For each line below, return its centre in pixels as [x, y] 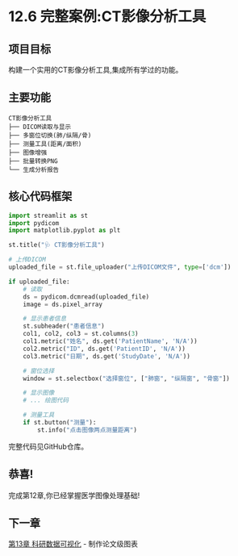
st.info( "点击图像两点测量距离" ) [87, 430]
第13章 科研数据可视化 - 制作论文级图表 [73, 544]
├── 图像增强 [28, 153]
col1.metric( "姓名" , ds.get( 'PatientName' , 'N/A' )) [110, 341]
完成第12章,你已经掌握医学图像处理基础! [74, 495]
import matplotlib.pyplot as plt [65, 231]
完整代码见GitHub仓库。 [48, 446]
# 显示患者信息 [45, 319]
